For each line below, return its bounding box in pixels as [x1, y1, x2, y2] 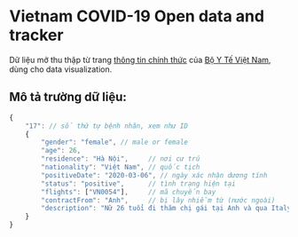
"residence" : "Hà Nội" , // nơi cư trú [41, 154, 200, 163]
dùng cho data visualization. [9, 64, 113, 75]
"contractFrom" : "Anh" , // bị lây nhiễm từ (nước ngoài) [41, 195, 276, 205]
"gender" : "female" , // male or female [41, 138, 189, 147]
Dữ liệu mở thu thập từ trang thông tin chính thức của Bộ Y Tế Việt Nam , [9, 54, 271, 65]
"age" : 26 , [41, 146, 82, 155]
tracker [9, 25, 64, 45]
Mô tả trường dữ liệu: [9, 90, 127, 105]
